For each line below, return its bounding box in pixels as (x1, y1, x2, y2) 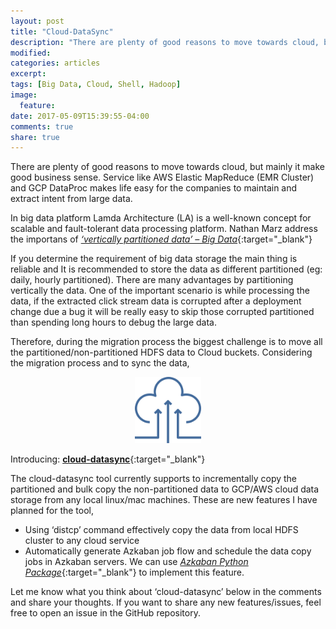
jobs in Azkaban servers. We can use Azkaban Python (24, 556, 249, 568)
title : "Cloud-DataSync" (10, 26, 114, 37)
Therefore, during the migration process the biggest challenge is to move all (10, 336, 323, 348)
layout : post (10, 16, 65, 26)
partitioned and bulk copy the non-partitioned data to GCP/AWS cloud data (10, 483, 320, 495)
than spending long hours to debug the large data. (10, 316, 218, 329)
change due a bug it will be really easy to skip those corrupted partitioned (10, 306, 315, 318)
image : (10, 90, 38, 100)
